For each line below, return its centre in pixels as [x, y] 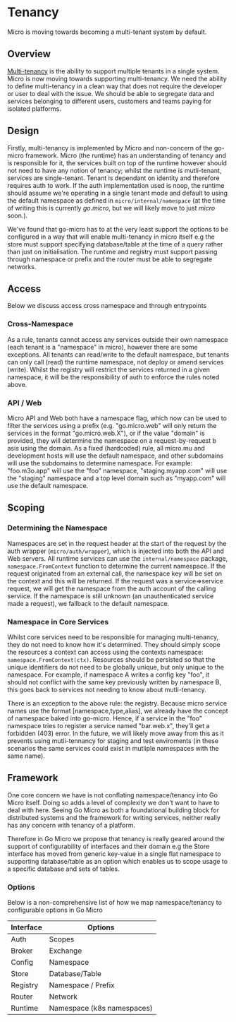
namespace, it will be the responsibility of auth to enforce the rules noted [113, 377]
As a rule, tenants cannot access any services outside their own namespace [118, 339]
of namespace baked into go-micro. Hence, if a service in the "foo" [105, 718]
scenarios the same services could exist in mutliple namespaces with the [113, 748]
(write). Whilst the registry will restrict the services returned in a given [108, 369]
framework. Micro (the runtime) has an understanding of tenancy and [126, 155]
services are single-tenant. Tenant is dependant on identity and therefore [113, 178]
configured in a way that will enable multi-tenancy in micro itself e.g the [111, 237]
